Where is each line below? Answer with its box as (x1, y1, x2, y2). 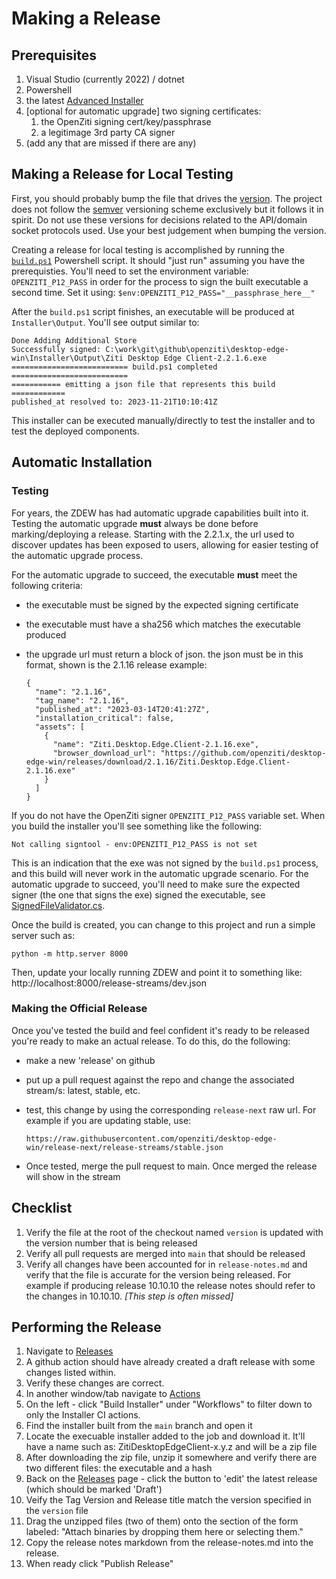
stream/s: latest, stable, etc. (25, 1084, 141, 1096)
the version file (25, 1505, 89, 1517)
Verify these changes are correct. (25, 1377, 165, 1389)
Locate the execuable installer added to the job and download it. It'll (25, 1430, 306, 1442)
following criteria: (11, 579, 83, 591)
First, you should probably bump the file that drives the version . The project (11, 192, 323, 204)
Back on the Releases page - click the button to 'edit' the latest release (25, 1473, 318, 1485)
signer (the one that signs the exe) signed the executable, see (11, 888, 266, 901)
